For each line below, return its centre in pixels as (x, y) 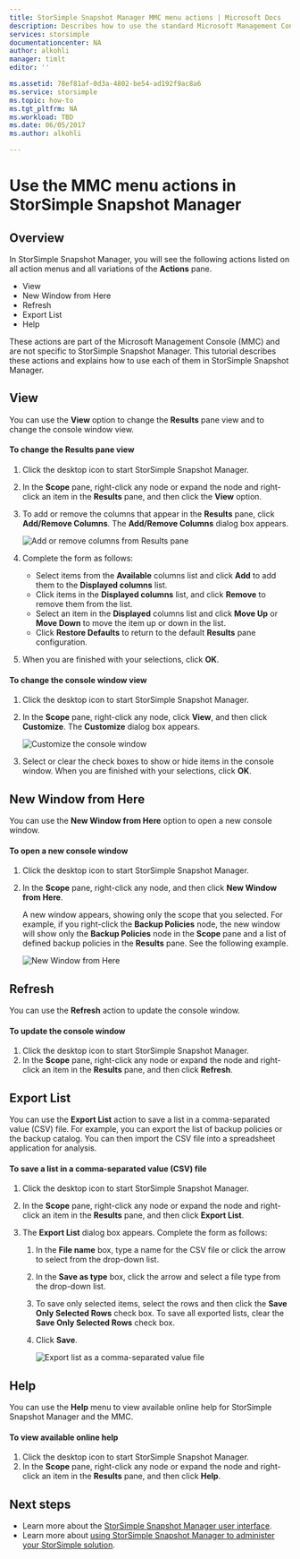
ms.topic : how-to (42, 100)
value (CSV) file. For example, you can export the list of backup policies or (146, 1129)
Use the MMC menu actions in (123, 186)
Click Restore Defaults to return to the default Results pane (146, 633)
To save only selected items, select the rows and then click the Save (161, 1304)
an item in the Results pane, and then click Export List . (143, 1215)
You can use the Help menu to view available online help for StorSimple (141, 1408)
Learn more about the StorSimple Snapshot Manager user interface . (147, 1526)
